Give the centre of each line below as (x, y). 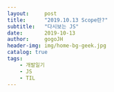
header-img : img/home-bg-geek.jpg (57, 46)
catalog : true (28, 53)
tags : (15, 59)
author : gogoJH (35, 39)
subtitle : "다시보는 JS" (43, 26)
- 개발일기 (32, 65)
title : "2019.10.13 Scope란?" (58, 20)
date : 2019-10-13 (41, 33)
